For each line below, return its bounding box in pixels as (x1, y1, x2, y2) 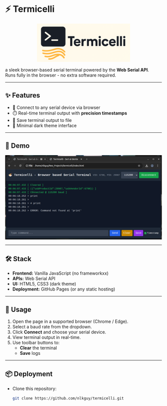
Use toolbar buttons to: (12, 340, 60, 346)
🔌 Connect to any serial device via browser (12, 104, 100, 110)
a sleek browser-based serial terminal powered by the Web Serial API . (5, 67, 149, 73)
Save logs (19, 350, 41, 356)
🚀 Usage (5, 305, 31, 313)
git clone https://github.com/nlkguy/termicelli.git (12, 396, 124, 401)
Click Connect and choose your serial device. (12, 329, 106, 335)
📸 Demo (5, 142, 30, 150)
